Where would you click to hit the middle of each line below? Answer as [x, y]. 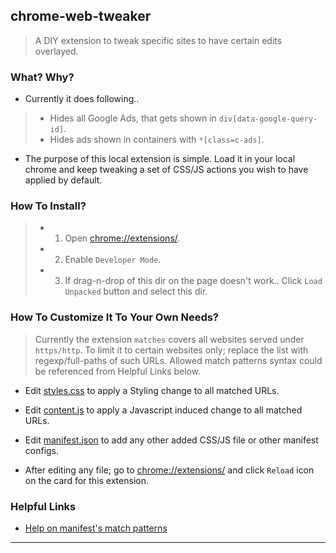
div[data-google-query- [268, 119]
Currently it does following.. [82, 99]
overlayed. [56, 51]
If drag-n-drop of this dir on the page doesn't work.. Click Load [193, 281]
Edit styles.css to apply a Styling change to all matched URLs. [152, 390]
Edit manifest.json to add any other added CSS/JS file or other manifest [171, 440]
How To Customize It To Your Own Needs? [115, 317]
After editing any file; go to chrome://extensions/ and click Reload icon [169, 470]
